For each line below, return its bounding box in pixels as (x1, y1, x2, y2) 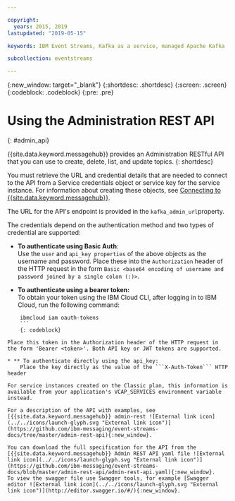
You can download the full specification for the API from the (7, 444, 197, 452)
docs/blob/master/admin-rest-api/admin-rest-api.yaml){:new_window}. (7, 469, 216, 476)
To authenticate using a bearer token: (17, 286, 130, 294)
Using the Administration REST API (7, 113, 215, 129)
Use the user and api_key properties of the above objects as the (17, 250, 206, 258)
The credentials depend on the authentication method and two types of (7, 221, 215, 229)
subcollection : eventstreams (7, 55, 93, 62)
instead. (7, 394, 33, 402)
